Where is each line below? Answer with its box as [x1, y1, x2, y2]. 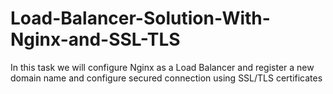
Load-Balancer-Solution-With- [10, 7, 271, 30]
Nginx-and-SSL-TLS [10, 28, 181, 51]
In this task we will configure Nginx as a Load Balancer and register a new [10, 61, 315, 73]
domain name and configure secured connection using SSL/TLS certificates [10, 72, 323, 84]
